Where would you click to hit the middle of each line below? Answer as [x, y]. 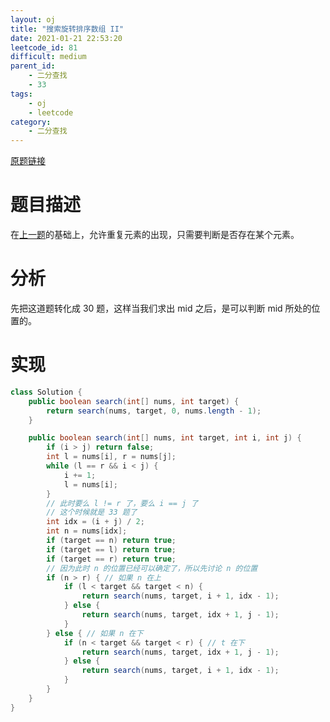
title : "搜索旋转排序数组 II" [67, 29]
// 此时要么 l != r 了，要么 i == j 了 [122, 503]
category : [31, 122]
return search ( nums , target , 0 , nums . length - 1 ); [154, 411]
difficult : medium [48, 57]
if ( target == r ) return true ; [111, 559]
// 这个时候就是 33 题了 [92, 512]
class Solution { [46, 392]
